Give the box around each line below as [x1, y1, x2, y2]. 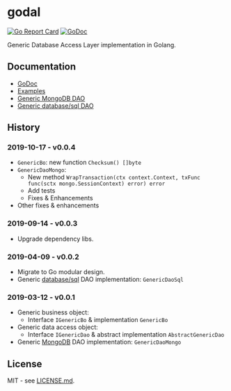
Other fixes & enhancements [17, 201, 99, 209]
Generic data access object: [17, 323, 99, 331]
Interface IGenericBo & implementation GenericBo [27, 316, 168, 324]
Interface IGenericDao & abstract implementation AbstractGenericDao [27, 330, 225, 339]
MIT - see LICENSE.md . [7, 376, 75, 385]
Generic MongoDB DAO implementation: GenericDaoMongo [17, 338, 182, 346]
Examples [17, 86, 46, 95]
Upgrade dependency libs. [17, 234, 94, 243]
